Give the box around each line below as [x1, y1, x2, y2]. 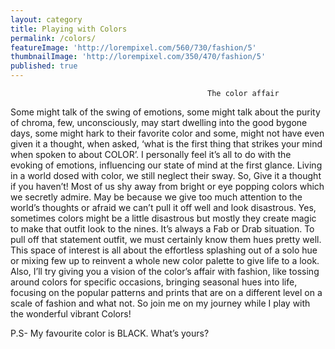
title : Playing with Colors [10, 24, 128, 34]
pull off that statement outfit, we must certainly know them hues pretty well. [10, 234, 322, 245]
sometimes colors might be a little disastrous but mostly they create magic [10, 212, 317, 224]
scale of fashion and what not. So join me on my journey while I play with [10, 297, 311, 309]
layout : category [10, 14, 83, 25]
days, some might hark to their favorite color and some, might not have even [10, 127, 325, 139]
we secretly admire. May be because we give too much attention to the [10, 191, 303, 203]
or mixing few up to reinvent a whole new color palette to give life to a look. [10, 255, 320, 266]
